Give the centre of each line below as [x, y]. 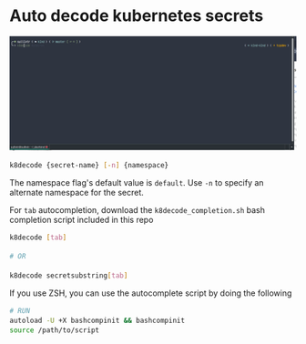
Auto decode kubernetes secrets [137, 16]
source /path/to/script [55, 330]
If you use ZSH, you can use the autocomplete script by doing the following [151, 293]
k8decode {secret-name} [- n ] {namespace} [89, 165]
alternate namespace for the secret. [76, 192]
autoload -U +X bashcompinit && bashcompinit [97, 320]
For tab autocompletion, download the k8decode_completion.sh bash [138, 209]
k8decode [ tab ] [38, 238]
